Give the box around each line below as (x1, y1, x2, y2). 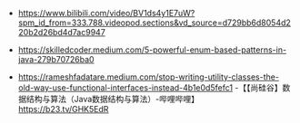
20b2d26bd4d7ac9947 (17, 27, 106, 37)
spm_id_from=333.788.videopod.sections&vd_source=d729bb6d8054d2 (17, 17, 291, 28)
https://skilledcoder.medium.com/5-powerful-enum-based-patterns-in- (17, 44, 287, 55)
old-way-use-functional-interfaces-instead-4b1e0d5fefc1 (17, 82, 234, 93)
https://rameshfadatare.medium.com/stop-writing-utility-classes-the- (17, 71, 280, 82)
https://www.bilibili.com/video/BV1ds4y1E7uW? (17, 8, 195, 18)
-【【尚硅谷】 (235, 82, 284, 93)
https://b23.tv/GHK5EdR (17, 104, 109, 114)
